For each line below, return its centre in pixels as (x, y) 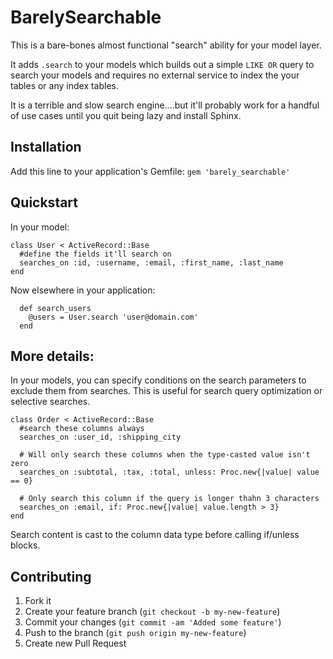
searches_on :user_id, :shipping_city (100, 437)
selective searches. (50, 402)
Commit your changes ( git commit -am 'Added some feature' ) (153, 622)
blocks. (25, 545)
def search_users (55, 308)
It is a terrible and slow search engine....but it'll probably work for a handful (165, 105)
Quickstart (44, 202)
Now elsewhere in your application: (83, 290)
